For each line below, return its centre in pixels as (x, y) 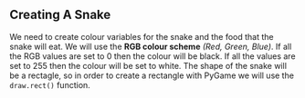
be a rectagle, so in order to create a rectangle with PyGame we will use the (152, 75)
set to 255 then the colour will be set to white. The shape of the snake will (148, 65)
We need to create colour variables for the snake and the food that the (142, 36)
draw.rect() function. (50, 84)
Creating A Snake (60, 15)
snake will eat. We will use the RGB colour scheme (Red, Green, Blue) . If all (151, 46)
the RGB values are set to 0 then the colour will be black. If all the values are (152, 56)
